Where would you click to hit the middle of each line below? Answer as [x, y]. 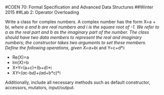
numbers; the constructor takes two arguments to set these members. [76, 43]
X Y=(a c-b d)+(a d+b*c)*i [36, 73]
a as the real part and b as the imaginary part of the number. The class [77, 32]
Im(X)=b [21, 62]
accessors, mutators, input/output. [40, 87]
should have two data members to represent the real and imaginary [73, 37]
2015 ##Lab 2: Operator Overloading [42, 12]
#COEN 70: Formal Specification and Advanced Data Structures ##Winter [79, 7]
